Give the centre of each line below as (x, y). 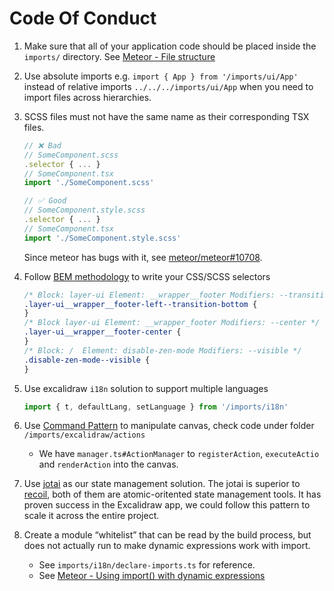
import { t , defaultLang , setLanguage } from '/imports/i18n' (156, 407)
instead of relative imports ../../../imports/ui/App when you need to (168, 86)
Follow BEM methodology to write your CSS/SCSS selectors (147, 276)
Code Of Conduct (83, 18)
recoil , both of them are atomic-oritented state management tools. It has (172, 494)
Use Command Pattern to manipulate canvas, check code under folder (169, 426)
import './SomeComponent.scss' (89, 183)
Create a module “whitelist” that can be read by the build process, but (167, 535)
